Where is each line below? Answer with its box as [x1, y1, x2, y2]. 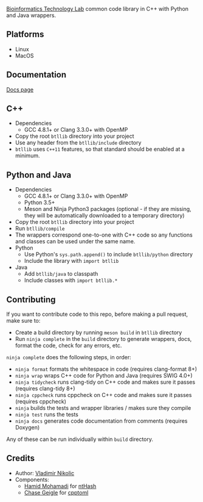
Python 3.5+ [24, 199, 55, 206]
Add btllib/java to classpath [24, 270, 98, 278]
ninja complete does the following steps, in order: [6, 354, 132, 361]
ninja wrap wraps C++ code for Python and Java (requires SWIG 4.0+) [15, 372, 193, 379]
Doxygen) [15, 424, 40, 431]
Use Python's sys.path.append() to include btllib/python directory [24, 251, 193, 258]
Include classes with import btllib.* [24, 277, 118, 284]
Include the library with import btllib [24, 257, 119, 265]
